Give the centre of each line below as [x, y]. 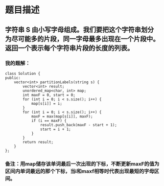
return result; [38, 142]
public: [13, 78]
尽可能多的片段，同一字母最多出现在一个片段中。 [85, 39]
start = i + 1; [55, 129]
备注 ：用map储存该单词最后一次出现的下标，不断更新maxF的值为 [82, 163]
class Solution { [23, 73]
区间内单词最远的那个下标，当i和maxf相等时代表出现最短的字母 [80, 171]
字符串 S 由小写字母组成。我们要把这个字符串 [73, 30]
